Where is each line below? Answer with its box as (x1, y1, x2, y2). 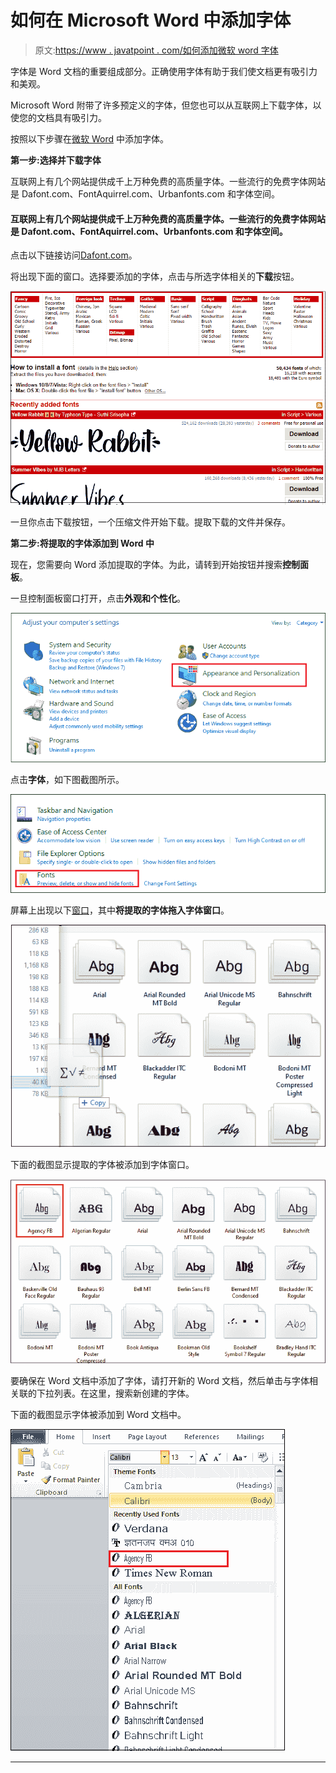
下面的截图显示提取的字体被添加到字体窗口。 (10, 1159, 195, 1171)
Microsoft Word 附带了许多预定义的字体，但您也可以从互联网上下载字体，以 (10, 99, 322, 111)
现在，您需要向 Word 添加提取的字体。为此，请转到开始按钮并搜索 (10, 559, 283, 570)
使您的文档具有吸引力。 (10, 111, 107, 123)
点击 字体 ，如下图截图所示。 (10, 774, 125, 786)
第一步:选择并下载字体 (10, 154, 102, 166)
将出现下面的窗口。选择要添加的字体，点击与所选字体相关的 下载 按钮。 (10, 271, 300, 283)
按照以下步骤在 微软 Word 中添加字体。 (10, 132, 169, 145)
